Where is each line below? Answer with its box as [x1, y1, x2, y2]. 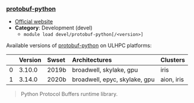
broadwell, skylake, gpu [72, 66, 138, 74]
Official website [14, 18, 53, 25]
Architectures [72, 56, 112, 64]
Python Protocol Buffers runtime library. [20, 91, 118, 98]
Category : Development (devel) [14, 24, 93, 31]
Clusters [160, 56, 185, 64]
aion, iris [160, 75, 184, 84]
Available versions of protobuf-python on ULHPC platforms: [6, 42, 152, 49]
